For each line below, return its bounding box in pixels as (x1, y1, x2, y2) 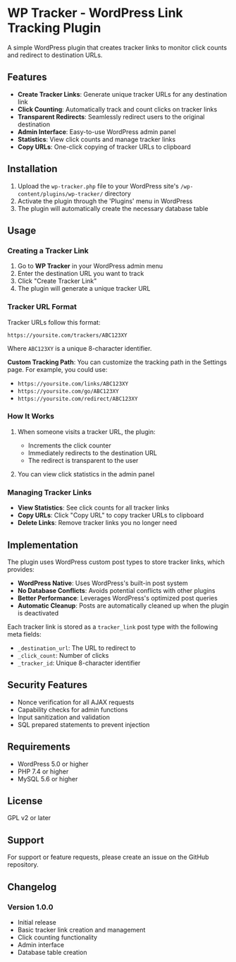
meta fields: (7, 630, 42, 638)
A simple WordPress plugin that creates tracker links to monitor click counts (7, 43, 228, 52)
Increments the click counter (27, 441, 111, 450)
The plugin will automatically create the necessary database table (17, 204, 209, 212)
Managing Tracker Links (7, 487, 92, 497)
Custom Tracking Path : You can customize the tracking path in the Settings (7, 358, 228, 366)
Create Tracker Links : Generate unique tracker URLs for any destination (17, 90, 228, 98)
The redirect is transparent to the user (27, 456, 139, 464)
